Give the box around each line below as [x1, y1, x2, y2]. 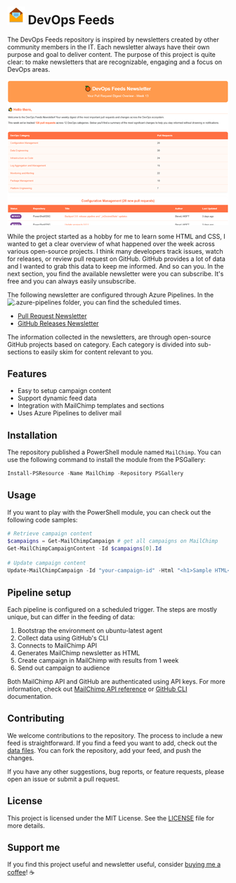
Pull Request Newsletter [17, 311, 87, 320]
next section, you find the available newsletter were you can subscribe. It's [7, 269, 224, 278]
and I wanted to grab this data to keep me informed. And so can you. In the [7, 262, 224, 270]
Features [7, 368, 47, 380]
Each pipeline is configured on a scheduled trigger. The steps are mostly [7, 605, 218, 614]
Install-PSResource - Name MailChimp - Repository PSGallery [7, 470, 184, 477]
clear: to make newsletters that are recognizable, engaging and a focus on [7, 58, 223, 66]
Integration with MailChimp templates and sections [17, 401, 165, 410]
